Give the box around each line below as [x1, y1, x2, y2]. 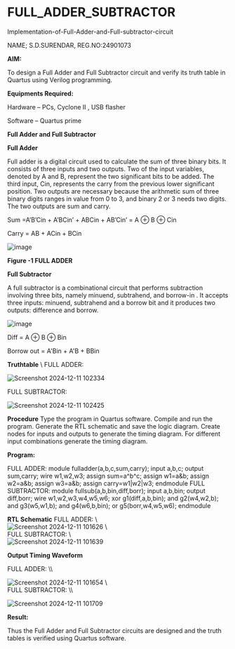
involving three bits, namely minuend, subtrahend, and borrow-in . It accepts [7, 290, 229, 299]
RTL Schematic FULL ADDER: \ [7, 515, 98, 523]
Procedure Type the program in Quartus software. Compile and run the [7, 415, 213, 423]
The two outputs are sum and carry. [7, 201, 111, 210]
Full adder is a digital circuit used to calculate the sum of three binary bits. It [7, 157, 227, 166]
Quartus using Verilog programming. [7, 75, 113, 84]
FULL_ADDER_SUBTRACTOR [7, 4, 176, 20]
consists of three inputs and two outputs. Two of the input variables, [7, 164, 205, 173]
